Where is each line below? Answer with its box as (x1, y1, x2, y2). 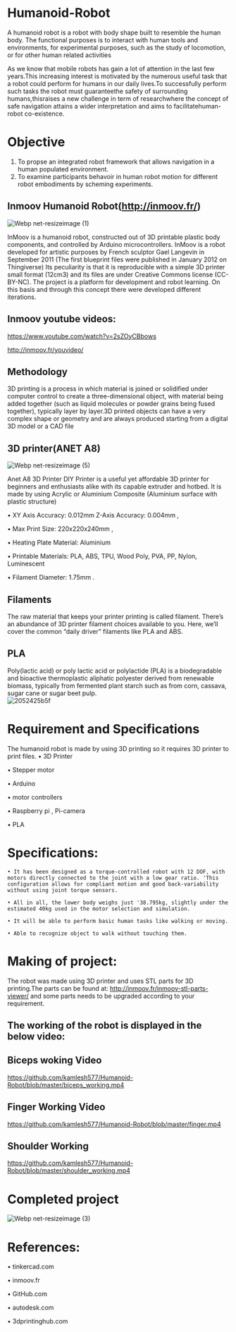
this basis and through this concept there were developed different (7, 285, 201, 293)
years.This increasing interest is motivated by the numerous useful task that (7, 72, 228, 80)
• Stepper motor (7, 765, 55, 774)
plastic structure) (7, 497, 57, 506)
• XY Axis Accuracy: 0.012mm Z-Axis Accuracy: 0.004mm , (7, 511, 180, 520)
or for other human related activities (7, 51, 111, 59)
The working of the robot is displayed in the (7, 1019, 202, 1031)
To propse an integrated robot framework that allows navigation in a (17, 157, 215, 166)
